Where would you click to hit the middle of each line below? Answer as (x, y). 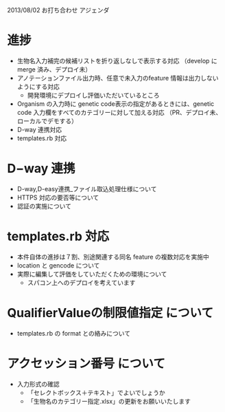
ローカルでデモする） (47, 121)
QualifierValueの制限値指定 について (110, 313)
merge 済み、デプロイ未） (54, 69)
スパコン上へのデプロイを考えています (81, 282)
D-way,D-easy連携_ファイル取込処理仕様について (87, 188)
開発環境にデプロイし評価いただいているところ (93, 95)
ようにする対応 (38, 86)
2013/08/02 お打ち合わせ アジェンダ (58, 10)
